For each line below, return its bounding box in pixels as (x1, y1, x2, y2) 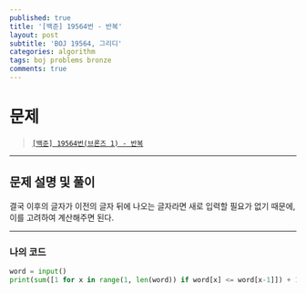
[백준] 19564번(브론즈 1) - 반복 (31, 139, 144, 148)
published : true (9, 13, 71, 23)
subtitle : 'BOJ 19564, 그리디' (9, 38, 123, 48)
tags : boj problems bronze (9, 56, 112, 65)
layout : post (9, 30, 59, 39)
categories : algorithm (9, 47, 96, 57)
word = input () (9, 267, 67, 276)
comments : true (9, 65, 67, 74)
